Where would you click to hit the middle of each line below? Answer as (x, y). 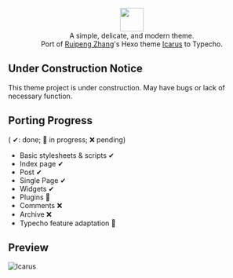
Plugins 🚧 (35, 197)
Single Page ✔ (43, 180)
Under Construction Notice (76, 69)
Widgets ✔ (37, 188)
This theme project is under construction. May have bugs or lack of (117, 87)
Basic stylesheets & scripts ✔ (67, 155)
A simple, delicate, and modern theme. (132, 36)
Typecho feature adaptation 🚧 (67, 223)
